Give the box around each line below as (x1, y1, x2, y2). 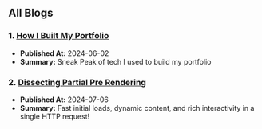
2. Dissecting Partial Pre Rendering (8, 76, 146, 88)
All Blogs (8, 6, 54, 20)
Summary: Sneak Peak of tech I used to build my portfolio (19, 57, 212, 66)
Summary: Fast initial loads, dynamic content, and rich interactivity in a (19, 103, 255, 112)
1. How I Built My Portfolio (8, 30, 109, 41)
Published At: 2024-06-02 (19, 48, 109, 58)
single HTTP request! (19, 111, 90, 121)
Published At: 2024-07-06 (19, 95, 109, 104)
